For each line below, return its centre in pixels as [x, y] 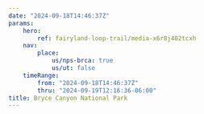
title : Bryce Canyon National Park [68, 98]
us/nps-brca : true [82, 61]
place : [48, 53]
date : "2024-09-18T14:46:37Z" [59, 16]
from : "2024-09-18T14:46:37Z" [88, 83]
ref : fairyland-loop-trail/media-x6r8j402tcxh [117, 38]
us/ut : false [73, 68]
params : [21, 23]
